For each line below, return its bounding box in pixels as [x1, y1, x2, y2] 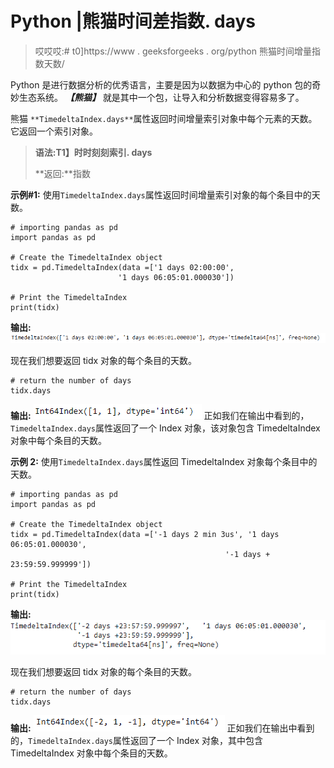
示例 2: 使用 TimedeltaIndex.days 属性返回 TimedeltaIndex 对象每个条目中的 [10, 456, 318, 468]
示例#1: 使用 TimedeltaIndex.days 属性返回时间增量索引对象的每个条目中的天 [10, 188, 321, 201]
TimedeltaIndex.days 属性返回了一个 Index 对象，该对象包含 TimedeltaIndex [10, 422, 321, 434]
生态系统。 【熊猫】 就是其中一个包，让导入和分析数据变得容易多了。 [18, 91, 305, 103]
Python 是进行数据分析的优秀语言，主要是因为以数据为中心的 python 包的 [10, 78, 313, 91]
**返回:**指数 [34, 167, 91, 179]
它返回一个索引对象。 [10, 125, 98, 137]
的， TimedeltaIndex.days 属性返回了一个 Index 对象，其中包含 [10, 735, 263, 747]
